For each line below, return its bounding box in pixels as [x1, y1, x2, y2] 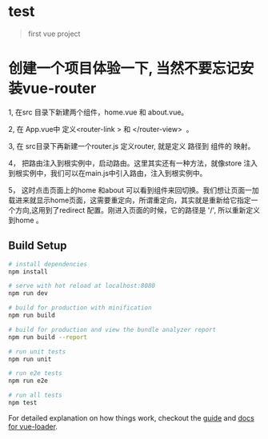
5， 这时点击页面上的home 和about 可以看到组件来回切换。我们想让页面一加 [8, 185, 259, 194]
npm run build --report [8, 333, 88, 341]
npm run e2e [8, 377, 48, 385]
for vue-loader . [8, 421, 58, 431]
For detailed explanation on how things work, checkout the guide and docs [8, 413, 254, 422]
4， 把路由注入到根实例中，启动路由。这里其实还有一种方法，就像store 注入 [8, 158, 258, 168]
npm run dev [8, 289, 48, 297]
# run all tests [8, 391, 62, 400]
